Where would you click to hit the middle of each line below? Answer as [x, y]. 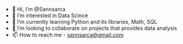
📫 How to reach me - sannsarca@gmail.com [68, 35]
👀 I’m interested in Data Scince [50, 15]
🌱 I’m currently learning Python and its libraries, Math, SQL [85, 22]
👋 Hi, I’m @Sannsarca [39, 9]
